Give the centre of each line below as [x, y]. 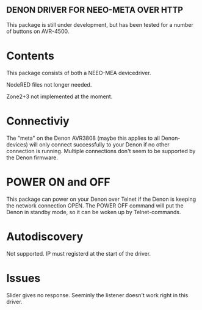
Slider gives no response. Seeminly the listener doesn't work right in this [97, 295]
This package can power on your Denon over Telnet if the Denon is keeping [101, 199]
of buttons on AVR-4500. [38, 31]
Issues [23, 278]
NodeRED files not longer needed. [49, 84]
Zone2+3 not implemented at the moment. [60, 96]
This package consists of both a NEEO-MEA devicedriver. [79, 73]
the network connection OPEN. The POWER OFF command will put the [95, 205]
